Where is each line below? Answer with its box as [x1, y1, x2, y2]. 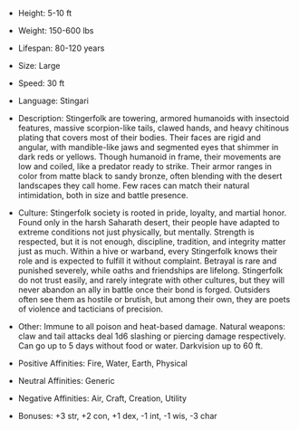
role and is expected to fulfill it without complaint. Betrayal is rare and [17, 255, 277, 266]
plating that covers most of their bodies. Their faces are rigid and [17, 132, 261, 143]
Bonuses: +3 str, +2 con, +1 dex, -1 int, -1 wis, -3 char [17, 411, 217, 421]
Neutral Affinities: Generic [17, 376, 115, 386]
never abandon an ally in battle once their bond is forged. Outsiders [17, 284, 271, 295]
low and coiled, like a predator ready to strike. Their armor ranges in [17, 161, 272, 171]
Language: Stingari [17, 95, 89, 106]
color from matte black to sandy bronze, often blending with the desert [17, 171, 283, 181]
